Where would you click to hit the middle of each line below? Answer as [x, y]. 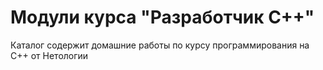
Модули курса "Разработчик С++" [162, 17]
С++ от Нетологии [49, 55]
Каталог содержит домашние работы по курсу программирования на [160, 45]
